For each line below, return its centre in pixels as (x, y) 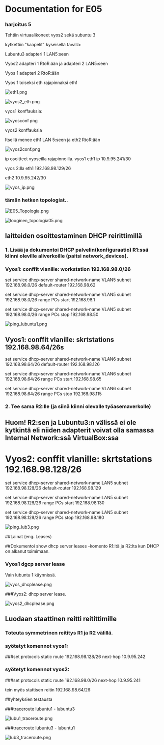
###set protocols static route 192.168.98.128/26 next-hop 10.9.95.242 (75, 657)
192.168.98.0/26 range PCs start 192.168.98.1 (50, 300)
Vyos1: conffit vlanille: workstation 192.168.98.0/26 (68, 269)
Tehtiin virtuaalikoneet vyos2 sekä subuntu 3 (50, 35)
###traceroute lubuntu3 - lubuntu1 (40, 728)
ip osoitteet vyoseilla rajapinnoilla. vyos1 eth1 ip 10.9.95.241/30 (68, 159)
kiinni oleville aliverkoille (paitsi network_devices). (67, 256)
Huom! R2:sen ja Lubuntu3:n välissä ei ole (71, 422)
